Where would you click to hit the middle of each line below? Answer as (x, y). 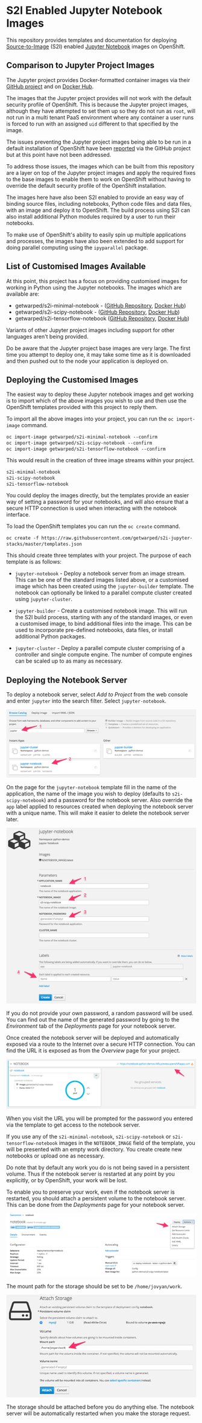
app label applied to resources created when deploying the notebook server (100, 806)
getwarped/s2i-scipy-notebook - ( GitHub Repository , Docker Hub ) (97, 312)
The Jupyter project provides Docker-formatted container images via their (98, 80)
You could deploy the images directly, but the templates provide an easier (98, 495)
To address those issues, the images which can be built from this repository (100, 166)
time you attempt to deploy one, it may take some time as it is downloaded (99, 354)
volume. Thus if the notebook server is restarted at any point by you (90, 1174)
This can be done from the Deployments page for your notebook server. (96, 1205)
